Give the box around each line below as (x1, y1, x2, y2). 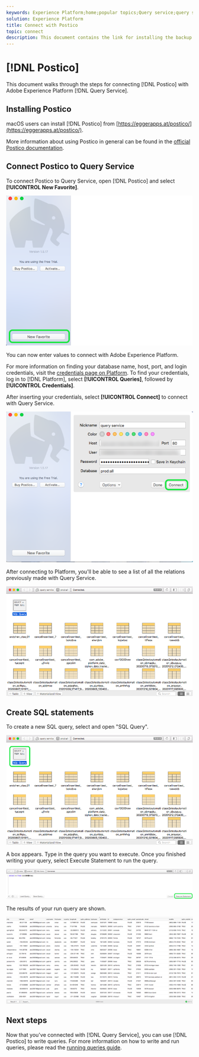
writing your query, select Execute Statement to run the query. (6, 857, 158, 864)
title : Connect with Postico (6, 22, 78, 28)
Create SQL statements (6, 708, 94, 718)
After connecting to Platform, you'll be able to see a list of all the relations (6, 568, 185, 575)
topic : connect (6, 29, 44, 34)
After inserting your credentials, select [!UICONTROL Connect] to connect (6, 393, 188, 401)
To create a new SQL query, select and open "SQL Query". (6, 723, 149, 730)
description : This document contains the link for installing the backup (6, 34, 192, 41)
